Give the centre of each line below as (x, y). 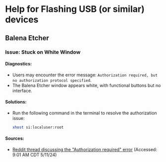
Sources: (15, 138)
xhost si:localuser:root (38, 127)
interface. (22, 91)
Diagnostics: (19, 64)
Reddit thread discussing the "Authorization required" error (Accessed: (84, 149)
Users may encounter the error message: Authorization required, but (85, 75)
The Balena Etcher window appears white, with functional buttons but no (86, 85)
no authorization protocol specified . (52, 80)
